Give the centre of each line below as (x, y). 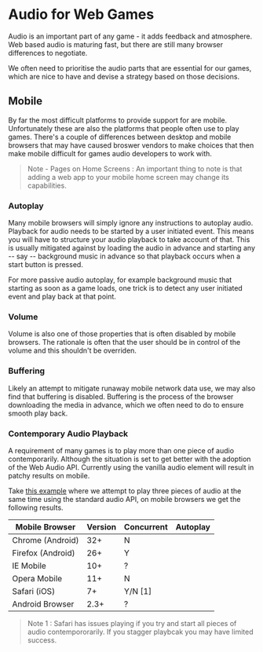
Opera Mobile (37, 578)
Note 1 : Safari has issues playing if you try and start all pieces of (132, 623)
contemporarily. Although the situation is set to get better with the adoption (130, 459)
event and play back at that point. (62, 297)
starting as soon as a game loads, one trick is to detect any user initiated (126, 288)
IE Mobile (29, 566)
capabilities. (47, 185)
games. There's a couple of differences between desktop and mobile (120, 137)
